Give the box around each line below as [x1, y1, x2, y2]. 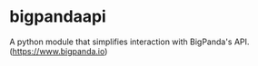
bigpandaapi [9, 6, 106, 27]
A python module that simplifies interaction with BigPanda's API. [9, 36, 250, 47]
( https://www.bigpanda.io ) [9, 45, 108, 56]
